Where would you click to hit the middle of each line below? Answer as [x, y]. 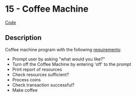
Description [23, 38]
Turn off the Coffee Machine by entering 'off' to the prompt [71, 64]
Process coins [26, 79]
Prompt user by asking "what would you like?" [58, 59]
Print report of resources [37, 69]
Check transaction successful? [43, 85]
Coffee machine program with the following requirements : [63, 49]
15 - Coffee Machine [47, 9]
